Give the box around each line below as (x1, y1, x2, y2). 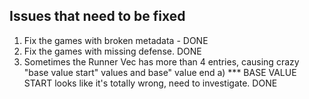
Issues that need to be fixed (9, 8, 186, 25)
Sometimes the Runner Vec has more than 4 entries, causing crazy (23, 55, 300, 68)
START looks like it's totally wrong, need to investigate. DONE (23, 77, 278, 89)
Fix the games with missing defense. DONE (23, 45, 202, 57)
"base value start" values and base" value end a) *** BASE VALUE (23, 66, 297, 78)
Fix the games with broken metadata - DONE (23, 34, 209, 46)
